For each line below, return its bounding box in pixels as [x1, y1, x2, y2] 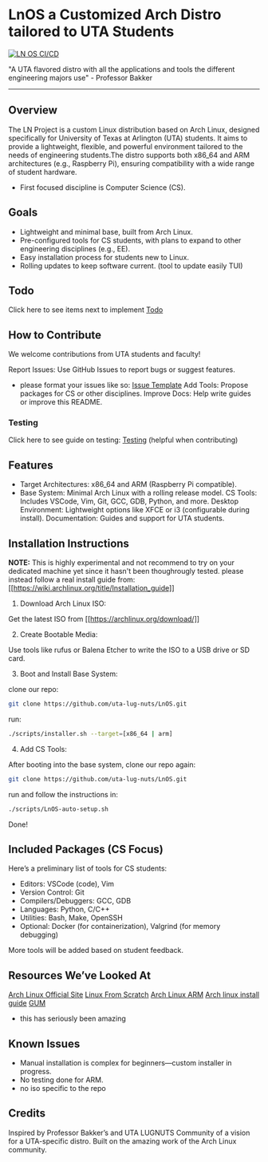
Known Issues [8, 1037, 81, 1050]
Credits [8, 1107, 46, 1120]
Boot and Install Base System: [19, 669, 118, 679]
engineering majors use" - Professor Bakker [8, 73, 153, 82]
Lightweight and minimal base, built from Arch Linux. [19, 227, 194, 236]
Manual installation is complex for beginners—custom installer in [19, 1058, 233, 1068]
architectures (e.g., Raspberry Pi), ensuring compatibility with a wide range [8, 158, 255, 168]
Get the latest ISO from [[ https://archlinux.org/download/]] [8, 615, 200, 624]
